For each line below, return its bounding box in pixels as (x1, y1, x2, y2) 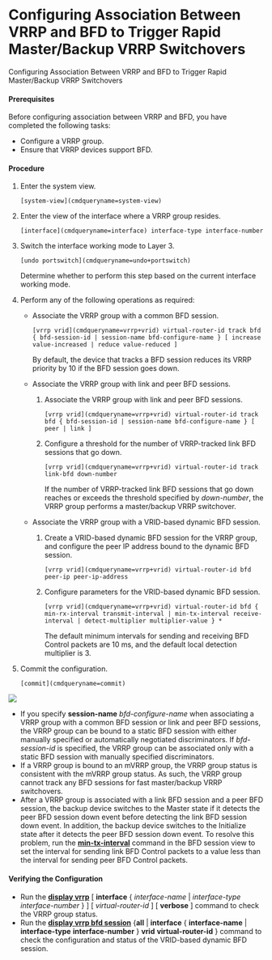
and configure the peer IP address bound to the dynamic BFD (44, 542, 249, 551)
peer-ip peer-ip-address (44, 573, 129, 581)
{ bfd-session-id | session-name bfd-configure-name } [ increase (32, 333, 261, 342)
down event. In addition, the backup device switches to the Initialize (19, 821, 247, 830)
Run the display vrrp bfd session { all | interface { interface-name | (19, 917, 248, 928)
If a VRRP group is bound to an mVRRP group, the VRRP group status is (19, 761, 257, 771)
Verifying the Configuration (8, 873, 104, 883)
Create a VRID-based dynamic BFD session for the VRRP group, (44, 533, 257, 543)
